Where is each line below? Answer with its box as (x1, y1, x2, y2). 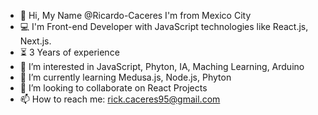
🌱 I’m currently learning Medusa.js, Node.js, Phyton (19, 71, 232, 83)
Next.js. (19, 35, 52, 47)
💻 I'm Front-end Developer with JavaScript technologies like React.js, (19, 21, 309, 32)
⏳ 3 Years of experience (19, 46, 120, 58)
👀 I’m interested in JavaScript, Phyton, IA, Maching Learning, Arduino (19, 61, 305, 72)
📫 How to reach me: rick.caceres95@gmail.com (19, 93, 221, 105)
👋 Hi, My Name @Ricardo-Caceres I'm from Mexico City (19, 10, 252, 21)
